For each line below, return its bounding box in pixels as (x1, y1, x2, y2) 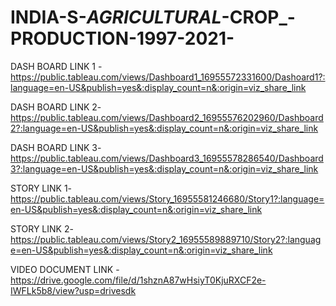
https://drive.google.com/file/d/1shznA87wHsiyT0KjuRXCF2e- (10, 274, 267, 286)
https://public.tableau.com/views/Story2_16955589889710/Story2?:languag (10, 233, 322, 245)
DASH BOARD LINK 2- (10, 101, 102, 113)
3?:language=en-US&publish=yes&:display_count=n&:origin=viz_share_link (10, 162, 319, 175)
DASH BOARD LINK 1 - (10, 60, 103, 72)
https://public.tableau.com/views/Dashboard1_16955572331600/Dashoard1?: (10, 71, 326, 83)
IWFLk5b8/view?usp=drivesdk (10, 284, 137, 296)
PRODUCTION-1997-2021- (10, 27, 235, 50)
